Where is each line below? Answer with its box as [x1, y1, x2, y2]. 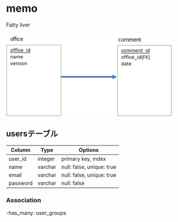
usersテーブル [6, 129, 58, 139]
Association [6, 196, 41, 204]
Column [11, 147, 31, 154]
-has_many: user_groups [6, 210, 67, 217]
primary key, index [61, 155, 106, 162]
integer [37, 155, 55, 162]
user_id [8, 155, 27, 162]
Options [78, 147, 99, 154]
